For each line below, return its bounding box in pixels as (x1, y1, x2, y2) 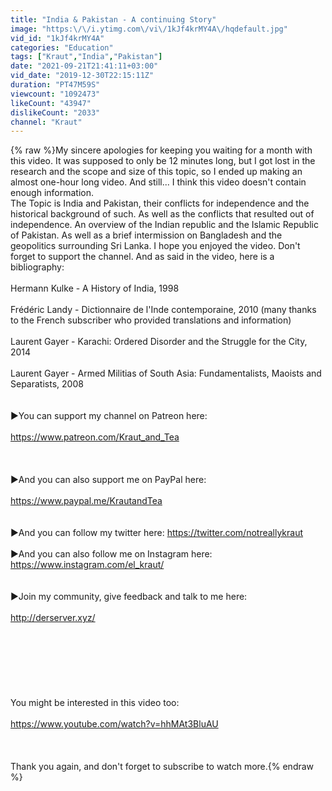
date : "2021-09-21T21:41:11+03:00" (10, 61, 159, 71)
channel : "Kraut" (10, 117, 83, 127)
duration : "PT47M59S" (10, 80, 101, 90)
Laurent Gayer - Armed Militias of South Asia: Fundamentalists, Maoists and (10, 367, 322, 380)
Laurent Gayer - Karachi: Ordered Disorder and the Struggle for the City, (10, 336, 308, 348)
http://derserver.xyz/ (10, 612, 96, 624)
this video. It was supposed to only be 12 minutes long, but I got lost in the (10, 155, 316, 167)
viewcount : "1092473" (10, 89, 101, 99)
